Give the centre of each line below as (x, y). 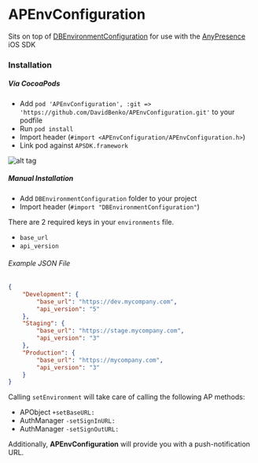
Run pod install (46, 128)
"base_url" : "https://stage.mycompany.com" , (111, 331)
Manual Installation (41, 178)
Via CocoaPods (34, 83)
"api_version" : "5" (68, 309)
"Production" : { (49, 353)
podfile (31, 120)
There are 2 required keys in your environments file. (91, 222)
